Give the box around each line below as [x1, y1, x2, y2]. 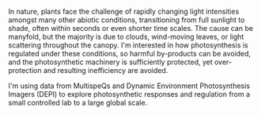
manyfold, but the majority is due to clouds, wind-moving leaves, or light [8, 32, 244, 41]
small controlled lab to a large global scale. [8, 98, 148, 107]
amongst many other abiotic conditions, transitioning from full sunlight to [8, 15, 245, 25]
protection [8, 66, 42, 75]
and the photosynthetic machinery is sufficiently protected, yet [8, 57, 214, 67]
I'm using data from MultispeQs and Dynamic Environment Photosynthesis [8, 81, 251, 90]
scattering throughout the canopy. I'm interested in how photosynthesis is [8, 40, 248, 50]
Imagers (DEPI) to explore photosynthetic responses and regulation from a [8, 90, 251, 98]
